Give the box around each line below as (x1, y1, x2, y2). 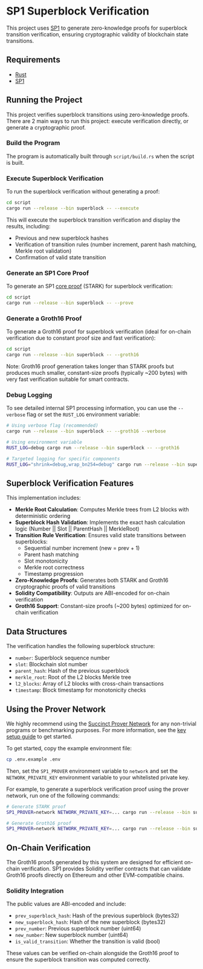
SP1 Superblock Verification (6, 4, 150, 18)
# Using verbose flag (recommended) (6, 423, 98, 429)
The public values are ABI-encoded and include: (6, 901, 127, 908)
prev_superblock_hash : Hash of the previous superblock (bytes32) (14, 912, 179, 919)
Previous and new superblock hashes (14, 234, 109, 242)
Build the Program (6, 139, 60, 147)
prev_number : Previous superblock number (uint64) (14, 925, 141, 932)
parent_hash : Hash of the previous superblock (14, 667, 130, 675)
